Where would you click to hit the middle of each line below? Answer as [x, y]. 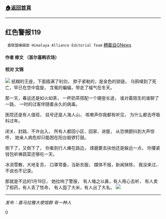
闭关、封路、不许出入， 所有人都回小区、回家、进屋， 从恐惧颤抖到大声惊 [80, 131]
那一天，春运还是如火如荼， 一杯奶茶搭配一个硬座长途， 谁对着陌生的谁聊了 [82, 98]
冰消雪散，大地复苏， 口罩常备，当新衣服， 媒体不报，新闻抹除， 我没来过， [83, 164]
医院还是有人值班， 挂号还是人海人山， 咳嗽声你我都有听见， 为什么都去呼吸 [83, 114]
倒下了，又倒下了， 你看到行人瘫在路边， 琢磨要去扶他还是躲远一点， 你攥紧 [83, 148]
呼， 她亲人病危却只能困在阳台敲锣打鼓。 [47, 137]
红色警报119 [23, 32]
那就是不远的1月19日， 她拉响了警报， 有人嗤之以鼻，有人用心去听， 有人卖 [82, 181]
